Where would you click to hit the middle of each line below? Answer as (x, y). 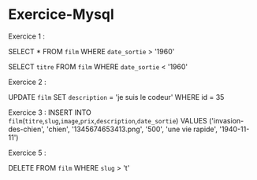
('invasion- (226, 120)
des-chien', (26, 129)
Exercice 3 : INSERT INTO (50, 112)
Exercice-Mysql (61, 15)
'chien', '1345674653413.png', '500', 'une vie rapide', (132, 129)
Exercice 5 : (27, 152)
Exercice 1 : (27, 36)
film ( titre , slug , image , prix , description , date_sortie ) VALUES (108, 120)
